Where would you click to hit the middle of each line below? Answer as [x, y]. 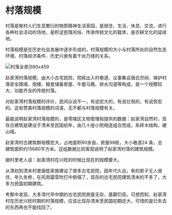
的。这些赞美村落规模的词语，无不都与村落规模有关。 [61, 108]
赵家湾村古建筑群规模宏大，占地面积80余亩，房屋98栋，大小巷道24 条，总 [84, 142]
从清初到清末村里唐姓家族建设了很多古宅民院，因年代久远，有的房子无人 [81, 170]
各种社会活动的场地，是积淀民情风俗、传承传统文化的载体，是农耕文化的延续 [86, 32]
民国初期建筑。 [30, 183]
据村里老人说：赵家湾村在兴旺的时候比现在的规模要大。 [63, 160]
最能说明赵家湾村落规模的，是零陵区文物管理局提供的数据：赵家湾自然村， [84, 119]
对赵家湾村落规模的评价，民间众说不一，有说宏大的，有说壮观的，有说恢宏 [84, 101]
